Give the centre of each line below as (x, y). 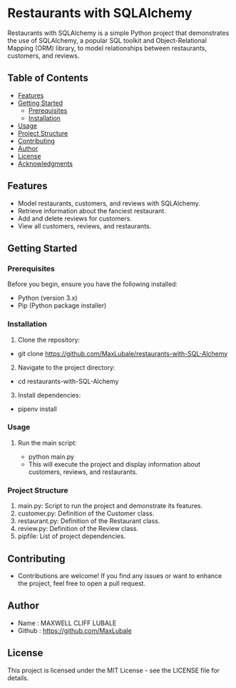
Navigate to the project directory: (66, 367)
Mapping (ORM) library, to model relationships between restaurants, (107, 48)
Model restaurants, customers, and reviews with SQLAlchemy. (109, 203)
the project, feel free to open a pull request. (82, 583)
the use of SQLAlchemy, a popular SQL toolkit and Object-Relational (107, 40)
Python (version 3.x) (47, 298)
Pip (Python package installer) (62, 305)
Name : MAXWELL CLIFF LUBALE (67, 623)
